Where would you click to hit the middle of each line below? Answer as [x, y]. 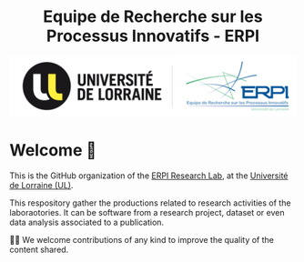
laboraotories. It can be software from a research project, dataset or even [147, 213]
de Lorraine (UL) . [41, 186]
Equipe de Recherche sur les [153, 17]
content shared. [39, 250]
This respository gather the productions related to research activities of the [150, 203]
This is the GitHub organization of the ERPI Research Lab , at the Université [149, 176]
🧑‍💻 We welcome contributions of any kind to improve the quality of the [142, 240]
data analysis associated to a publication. [87, 222]
